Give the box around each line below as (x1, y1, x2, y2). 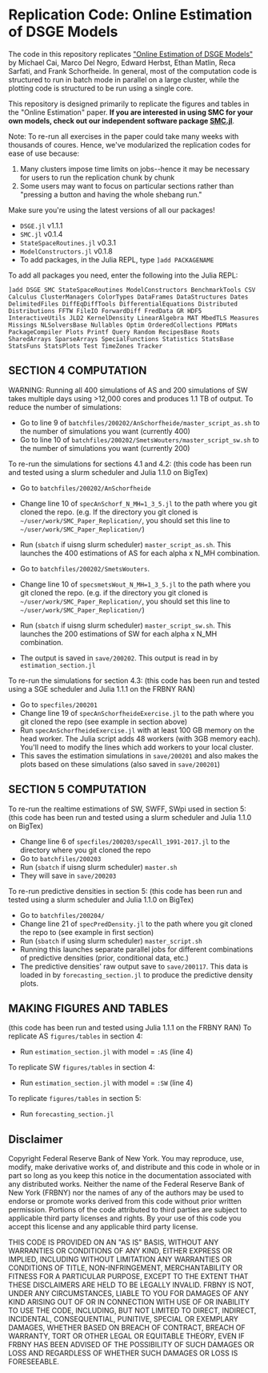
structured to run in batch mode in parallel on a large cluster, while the (8, 75, 240, 84)
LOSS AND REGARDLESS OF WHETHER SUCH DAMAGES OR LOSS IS (8, 1348, 238, 1358)
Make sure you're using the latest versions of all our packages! (8, 205, 216, 214)
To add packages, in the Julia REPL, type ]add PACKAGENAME (19, 254, 214, 264)
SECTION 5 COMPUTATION (8, 782, 146, 796)
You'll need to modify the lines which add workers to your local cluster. (19, 742, 254, 752)
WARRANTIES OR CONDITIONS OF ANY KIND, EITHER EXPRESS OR (8, 1246, 233, 1256)
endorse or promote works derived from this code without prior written (8, 1196, 242, 1206)
